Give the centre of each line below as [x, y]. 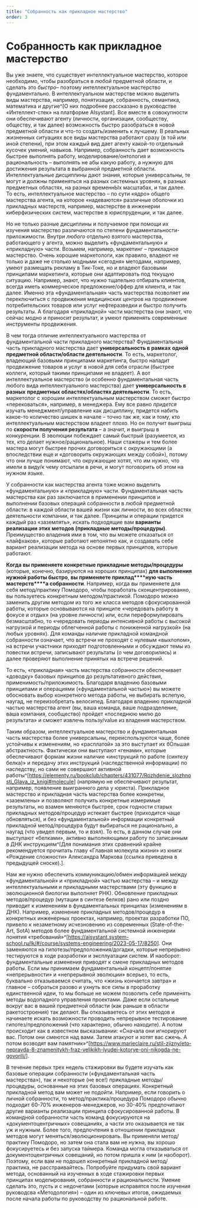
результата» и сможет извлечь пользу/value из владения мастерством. [96, 720]
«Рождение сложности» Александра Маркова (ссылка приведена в [92, 857]
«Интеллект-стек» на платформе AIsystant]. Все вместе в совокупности [97, 112]
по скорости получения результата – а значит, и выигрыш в [83, 429]
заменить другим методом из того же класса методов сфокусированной [98, 603]
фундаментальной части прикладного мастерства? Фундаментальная [95, 342]
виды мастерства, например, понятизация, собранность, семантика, [93, 100]
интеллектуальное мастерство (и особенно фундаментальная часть [92, 379]
